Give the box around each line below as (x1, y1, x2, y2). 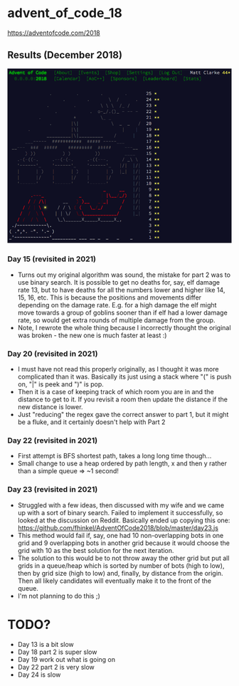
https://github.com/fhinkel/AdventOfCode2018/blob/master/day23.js (17, 523, 219, 532)
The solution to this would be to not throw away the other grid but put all (17, 554, 230, 562)
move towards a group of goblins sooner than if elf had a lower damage (17, 308, 228, 317)
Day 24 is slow (17, 670, 61, 679)
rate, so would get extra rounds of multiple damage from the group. (17, 315, 216, 324)
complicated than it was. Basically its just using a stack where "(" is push (17, 372, 232, 381)
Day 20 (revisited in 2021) (7, 349, 98, 359)
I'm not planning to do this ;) (17, 591, 101, 600)
